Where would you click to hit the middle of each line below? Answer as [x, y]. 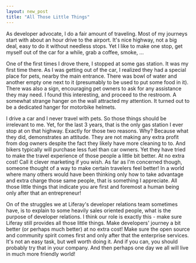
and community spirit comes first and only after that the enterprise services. [98, 235]
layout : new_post [27, 11]
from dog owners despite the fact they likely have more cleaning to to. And [96, 143]
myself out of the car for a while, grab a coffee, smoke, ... [75, 52]
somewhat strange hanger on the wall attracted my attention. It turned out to [98, 101]
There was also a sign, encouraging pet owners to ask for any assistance [94, 88]
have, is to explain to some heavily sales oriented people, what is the [88, 210]
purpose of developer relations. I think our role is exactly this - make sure [94, 216]
